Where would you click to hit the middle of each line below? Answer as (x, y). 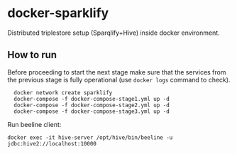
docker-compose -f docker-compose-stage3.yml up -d (92, 111)
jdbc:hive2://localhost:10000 (52, 143)
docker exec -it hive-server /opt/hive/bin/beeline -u (90, 137)
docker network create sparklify (63, 93)
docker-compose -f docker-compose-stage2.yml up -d (92, 105)
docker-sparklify (58, 13)
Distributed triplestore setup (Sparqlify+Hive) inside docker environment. (114, 33)
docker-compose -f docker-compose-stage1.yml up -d (92, 99)
